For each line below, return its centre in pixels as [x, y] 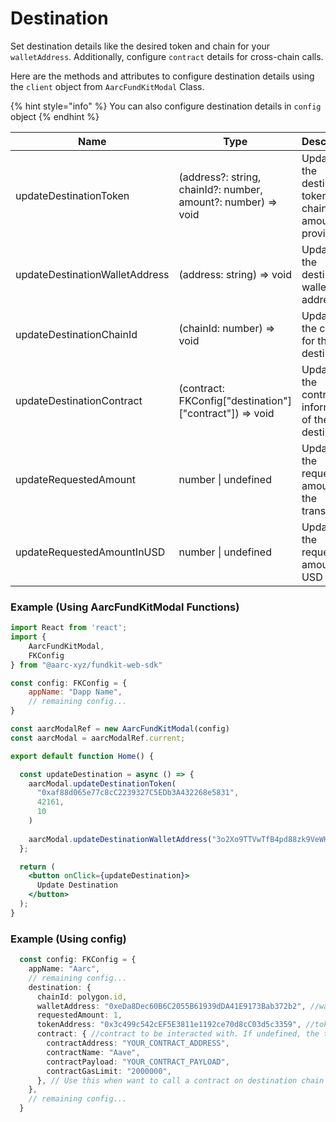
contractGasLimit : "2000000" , [109, 1071]
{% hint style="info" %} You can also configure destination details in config [166, 106]
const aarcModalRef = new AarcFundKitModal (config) [120, 729]
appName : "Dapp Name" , [75, 692]
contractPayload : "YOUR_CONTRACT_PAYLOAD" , [138, 1062]
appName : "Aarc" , [64, 969]
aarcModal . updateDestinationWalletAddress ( [120, 839]
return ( [37, 867]
